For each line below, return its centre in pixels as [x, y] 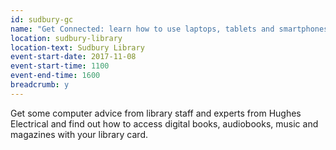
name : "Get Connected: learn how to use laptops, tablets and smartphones [169, 29]
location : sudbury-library [66, 38]
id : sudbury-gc [42, 19]
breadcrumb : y [40, 85]
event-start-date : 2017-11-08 [73, 57]
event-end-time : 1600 [55, 76]
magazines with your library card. [79, 134]
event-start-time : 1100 [60, 66]
